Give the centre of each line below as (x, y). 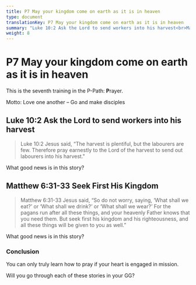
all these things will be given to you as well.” (73, 225)
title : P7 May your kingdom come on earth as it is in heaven (83, 11)
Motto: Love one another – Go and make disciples (66, 102)
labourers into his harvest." (53, 156)
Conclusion (23, 251)
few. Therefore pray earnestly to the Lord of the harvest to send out (101, 150)
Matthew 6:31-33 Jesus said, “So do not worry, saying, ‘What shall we (104, 200)
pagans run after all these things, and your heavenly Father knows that (105, 212)
